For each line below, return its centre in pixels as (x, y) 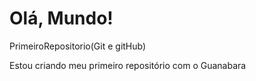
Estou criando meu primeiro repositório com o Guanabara (128, 65)
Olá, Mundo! (61, 18)
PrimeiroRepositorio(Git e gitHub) (78, 46)
